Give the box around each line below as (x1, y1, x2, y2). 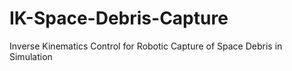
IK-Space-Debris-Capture (9, 7, 229, 30)
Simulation (9, 50, 53, 62)
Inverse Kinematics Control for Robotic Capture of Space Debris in (9, 40, 283, 52)
